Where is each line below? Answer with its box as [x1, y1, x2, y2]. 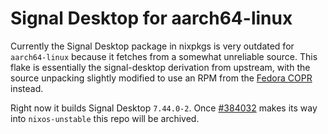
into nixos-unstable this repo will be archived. [10, 112, 200, 124]
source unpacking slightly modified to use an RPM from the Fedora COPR [10, 72, 313, 84]
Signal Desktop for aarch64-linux [10, 7, 293, 30]
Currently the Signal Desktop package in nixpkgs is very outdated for [10, 40, 295, 52]
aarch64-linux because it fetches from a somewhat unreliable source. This [10, 50, 318, 62]
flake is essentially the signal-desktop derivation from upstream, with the [10, 61, 311, 73]
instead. [10, 82, 44, 94]
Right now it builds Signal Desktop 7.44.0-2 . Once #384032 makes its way [10, 102, 318, 114]
